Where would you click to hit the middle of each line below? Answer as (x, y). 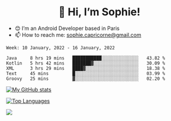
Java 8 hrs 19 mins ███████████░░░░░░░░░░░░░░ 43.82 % (86, 58)
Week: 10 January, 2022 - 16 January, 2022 (61, 48)
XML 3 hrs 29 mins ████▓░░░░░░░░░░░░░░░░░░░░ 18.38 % (86, 68)
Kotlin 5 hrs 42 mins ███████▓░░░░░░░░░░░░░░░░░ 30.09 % (86, 63)
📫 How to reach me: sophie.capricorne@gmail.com (78, 35)
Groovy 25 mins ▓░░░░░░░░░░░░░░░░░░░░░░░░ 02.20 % (86, 79)
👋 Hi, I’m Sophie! (99, 12)
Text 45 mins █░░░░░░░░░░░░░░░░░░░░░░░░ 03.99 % (86, 73)
